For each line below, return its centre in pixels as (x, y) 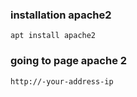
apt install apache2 (53, 36)
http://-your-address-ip (62, 81)
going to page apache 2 (69, 61)
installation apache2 (61, 15)
